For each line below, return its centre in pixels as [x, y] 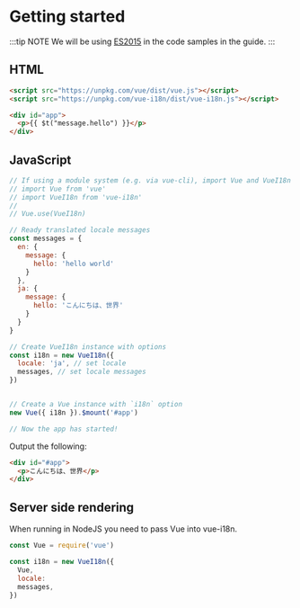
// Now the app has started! [64, 429]
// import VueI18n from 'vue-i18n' [76, 197]
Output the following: [48, 446]
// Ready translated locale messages [80, 230]
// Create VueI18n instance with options [88, 347]
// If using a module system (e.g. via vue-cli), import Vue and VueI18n [150, 180]
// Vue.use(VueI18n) [48, 214]
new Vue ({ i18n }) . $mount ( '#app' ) [74, 412]
